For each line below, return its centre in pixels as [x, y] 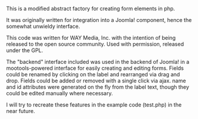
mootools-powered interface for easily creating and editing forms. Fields [95, 68]
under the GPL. [25, 50]
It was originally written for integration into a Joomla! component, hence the [99, 20]
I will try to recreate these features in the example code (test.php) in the [94, 105]
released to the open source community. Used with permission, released [95, 44]
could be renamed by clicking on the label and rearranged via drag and [93, 74]
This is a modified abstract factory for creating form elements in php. [91, 9]
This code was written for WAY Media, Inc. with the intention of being [91, 38]
